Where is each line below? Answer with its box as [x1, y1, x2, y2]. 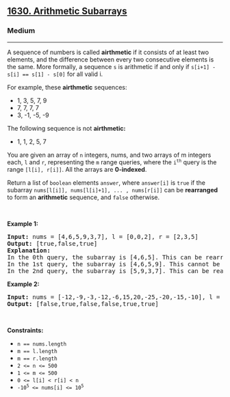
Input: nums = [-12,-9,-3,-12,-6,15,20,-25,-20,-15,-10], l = [7, 293, 220, 300]
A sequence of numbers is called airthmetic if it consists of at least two [7, 48, 209, 56]
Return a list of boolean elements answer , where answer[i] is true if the [7, 178, 205, 187]
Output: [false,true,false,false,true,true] [7, 300, 159, 307]
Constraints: [7, 326, 44, 334]
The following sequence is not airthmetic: [7, 124, 126, 132]
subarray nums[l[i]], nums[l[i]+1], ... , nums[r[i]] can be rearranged [7, 185, 218, 194]
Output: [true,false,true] [7, 240, 98, 247]
